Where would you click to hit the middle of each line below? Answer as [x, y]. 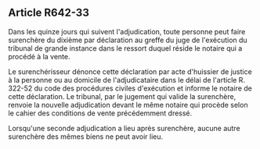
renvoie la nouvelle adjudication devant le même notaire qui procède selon [128, 105]
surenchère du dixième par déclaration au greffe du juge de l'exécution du [128, 40]
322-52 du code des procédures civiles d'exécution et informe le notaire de [130, 88]
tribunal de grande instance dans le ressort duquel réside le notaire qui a [125, 48]
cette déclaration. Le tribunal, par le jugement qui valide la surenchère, [122, 96]
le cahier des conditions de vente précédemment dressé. [100, 113]
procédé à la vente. [39, 56]
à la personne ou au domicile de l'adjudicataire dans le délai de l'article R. [126, 80]
